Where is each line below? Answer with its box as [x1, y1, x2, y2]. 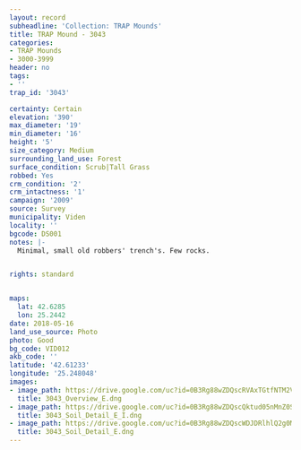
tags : [9, 72, 30, 81]
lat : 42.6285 [17, 302, 66, 312]
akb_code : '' [9, 352, 58, 361]
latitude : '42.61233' [9, 360, 90, 370]
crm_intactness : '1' [9, 187, 87, 197]
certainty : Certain [9, 104, 82, 113]
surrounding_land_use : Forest [9, 154, 123, 163]
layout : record [9, 13, 66, 22]
